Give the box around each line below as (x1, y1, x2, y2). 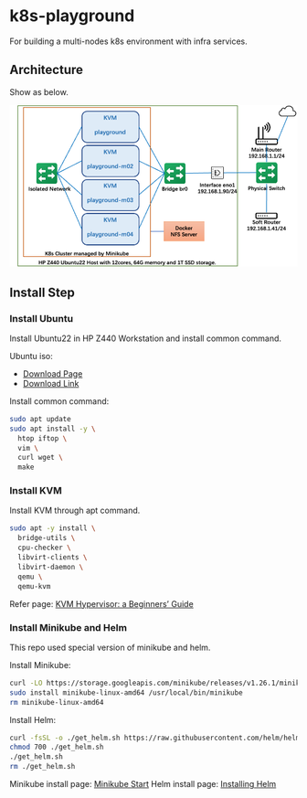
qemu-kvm (17, 581, 51, 591)
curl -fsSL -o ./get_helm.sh (9, 733, 121, 742)
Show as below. (9, 86, 69, 97)
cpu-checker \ (17, 543, 71, 553)
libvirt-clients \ (17, 553, 89, 562)
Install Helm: (9, 714, 57, 725)
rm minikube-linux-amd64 (9, 697, 104, 707)
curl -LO (9, 678, 43, 687)
